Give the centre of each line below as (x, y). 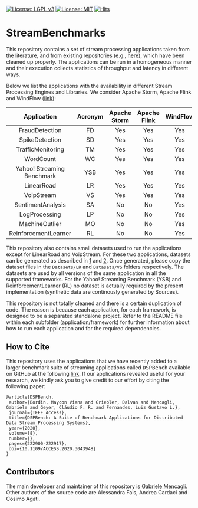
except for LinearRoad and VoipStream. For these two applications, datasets (98, 254)
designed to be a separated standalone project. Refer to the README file (94, 316)
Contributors (30, 472)
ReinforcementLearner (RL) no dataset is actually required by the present (95, 286)
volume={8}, (23, 433)
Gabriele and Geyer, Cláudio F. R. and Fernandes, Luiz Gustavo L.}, (93, 407)
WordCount (40, 159)
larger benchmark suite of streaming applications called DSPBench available (98, 367)
